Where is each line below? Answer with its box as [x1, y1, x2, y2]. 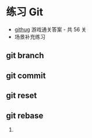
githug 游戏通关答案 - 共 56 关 [14, 26, 87, 33]
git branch [6, 51, 44, 60]
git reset [6, 90, 37, 100]
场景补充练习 [14, 33, 45, 40]
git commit [6, 70, 46, 80]
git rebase [6, 110, 44, 120]
